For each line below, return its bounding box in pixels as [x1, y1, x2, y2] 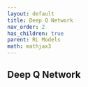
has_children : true [7, 29, 64, 37]
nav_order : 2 [7, 23, 45, 30]
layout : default [7, 10, 54, 18]
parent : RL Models [7, 36, 61, 43]
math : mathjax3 [7, 43, 52, 50]
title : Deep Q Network [7, 17, 73, 24]
